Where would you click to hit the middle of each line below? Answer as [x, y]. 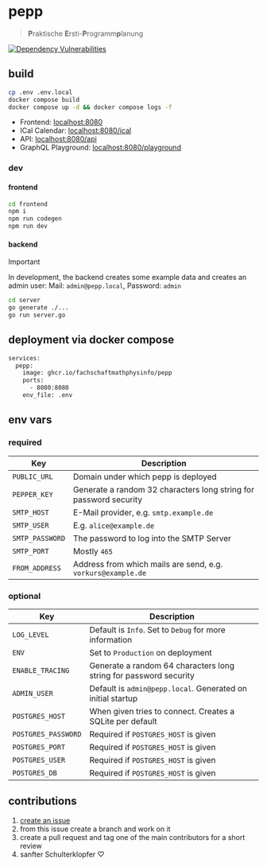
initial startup [114, 698]
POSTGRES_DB [35, 773]
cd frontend [28, 204]
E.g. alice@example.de [114, 525]
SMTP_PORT [31, 551]
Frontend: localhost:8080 [61, 122]
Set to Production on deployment [151, 652]
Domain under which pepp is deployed [145, 476]
